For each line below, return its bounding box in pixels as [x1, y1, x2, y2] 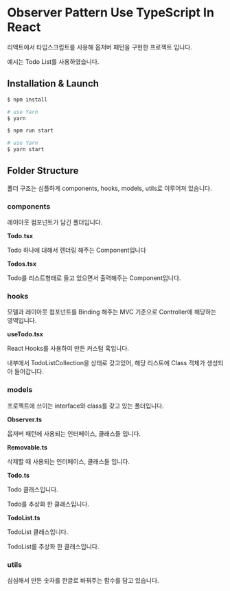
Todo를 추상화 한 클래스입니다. [7, 500, 89, 508]
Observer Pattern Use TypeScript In [7, 5, 215, 21]
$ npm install [7, 96, 48, 103]
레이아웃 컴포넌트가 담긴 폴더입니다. [7, 218, 103, 227]
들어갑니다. [14, 367, 45, 375]
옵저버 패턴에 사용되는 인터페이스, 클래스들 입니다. [7, 429, 141, 437]
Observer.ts [7, 415, 43, 424]
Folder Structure [7, 165, 79, 176]
